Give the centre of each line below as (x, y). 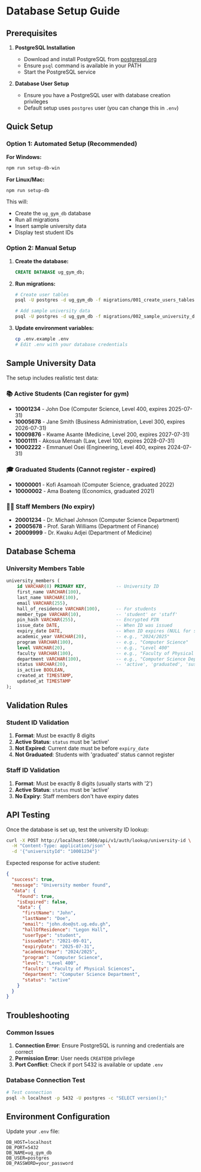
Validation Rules (37, 706)
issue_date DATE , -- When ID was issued (95, 626)
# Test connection (29, 1093)
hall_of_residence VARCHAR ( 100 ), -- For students (87, 609)
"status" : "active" (46, 980)
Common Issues (31, 1032)
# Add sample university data (53, 311)
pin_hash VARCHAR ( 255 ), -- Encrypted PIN (88, 620)
